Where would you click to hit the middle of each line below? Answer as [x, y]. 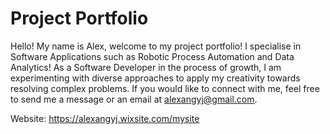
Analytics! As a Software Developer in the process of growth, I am [146, 67]
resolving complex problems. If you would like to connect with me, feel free [165, 88]
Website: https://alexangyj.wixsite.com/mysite [105, 118]
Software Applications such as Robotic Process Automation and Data [152, 56]
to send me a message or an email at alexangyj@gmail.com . [134, 99]
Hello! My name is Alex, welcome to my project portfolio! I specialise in [156, 46]
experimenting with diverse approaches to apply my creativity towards [155, 78]
